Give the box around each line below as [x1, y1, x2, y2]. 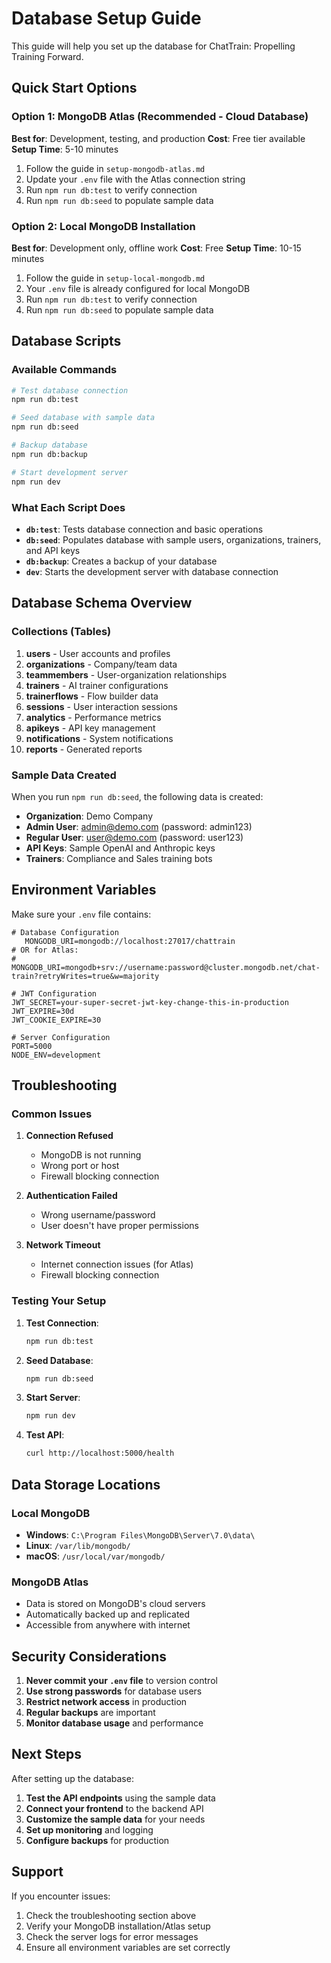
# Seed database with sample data [11, 413, 156, 423]
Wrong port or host [40, 1160, 120, 1172]
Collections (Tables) [11, 625, 112, 639]
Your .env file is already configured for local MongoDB [25, 282, 251, 294]
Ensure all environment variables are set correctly [25, 1941, 231, 1953]
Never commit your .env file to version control [25, 1674, 218, 1686]
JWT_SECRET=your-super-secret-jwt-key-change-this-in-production [11, 997, 289, 1007]
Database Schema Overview [11, 595, 193, 612]
